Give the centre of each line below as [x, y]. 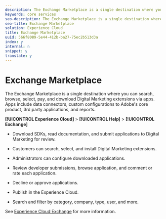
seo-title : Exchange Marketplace [40, 23]
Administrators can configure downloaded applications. [69, 158]
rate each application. [34, 173]
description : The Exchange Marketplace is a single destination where [79, 10]
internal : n [17, 46]
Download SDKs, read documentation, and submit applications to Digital [85, 134]
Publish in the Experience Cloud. [45, 192]
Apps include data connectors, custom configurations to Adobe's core [77, 104]
